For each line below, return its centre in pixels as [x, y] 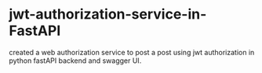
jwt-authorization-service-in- [108, 14]
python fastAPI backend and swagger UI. [75, 61]
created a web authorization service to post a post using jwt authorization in [132, 52]
